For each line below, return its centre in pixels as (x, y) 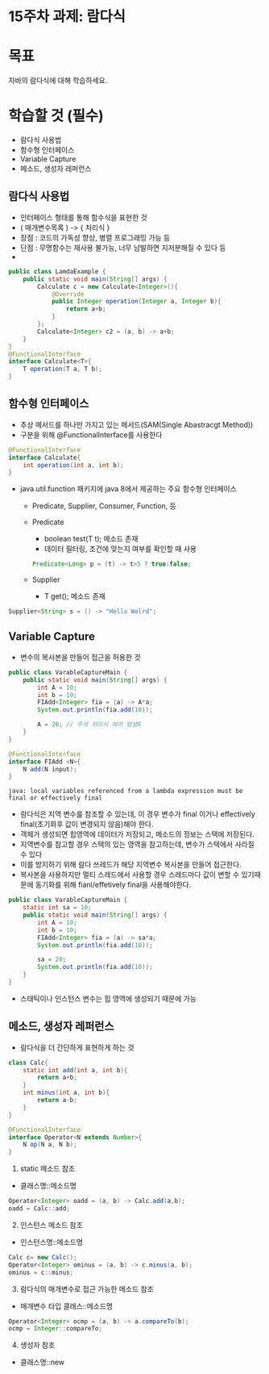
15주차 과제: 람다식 (67, 17)
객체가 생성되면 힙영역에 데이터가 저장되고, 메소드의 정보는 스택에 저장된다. (137, 834)
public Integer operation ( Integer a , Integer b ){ (136, 302)
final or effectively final (56, 798)
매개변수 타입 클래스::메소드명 (66, 1306)
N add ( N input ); (50, 769)
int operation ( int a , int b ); (74, 465)
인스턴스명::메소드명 (51, 1242)
